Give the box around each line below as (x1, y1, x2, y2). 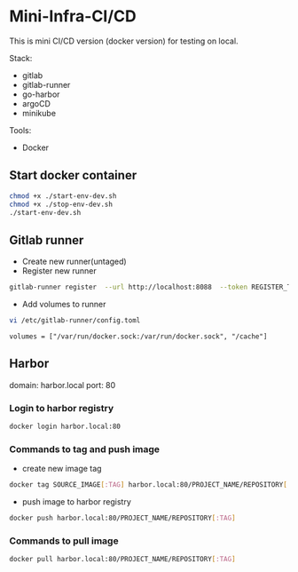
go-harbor (21, 89, 60, 99)
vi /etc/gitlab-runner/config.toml (9, 316, 141, 325)
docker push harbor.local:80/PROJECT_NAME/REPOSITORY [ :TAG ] (9, 513, 237, 523)
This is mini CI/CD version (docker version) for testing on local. (9, 36, 239, 46)
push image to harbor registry (21, 497, 131, 507)
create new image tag (21, 464, 102, 474)
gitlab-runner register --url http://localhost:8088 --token (9, 282, 248, 292)
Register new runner (21, 266, 98, 276)
